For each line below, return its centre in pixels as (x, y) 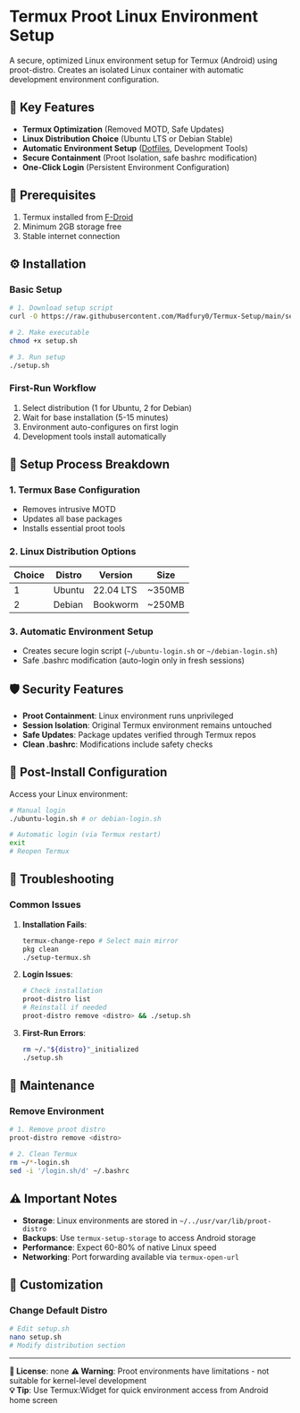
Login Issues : (47, 974)
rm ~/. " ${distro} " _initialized (80, 1049)
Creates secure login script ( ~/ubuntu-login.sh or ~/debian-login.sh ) (150, 651)
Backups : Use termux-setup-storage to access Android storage (139, 1237)
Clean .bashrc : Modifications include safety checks (117, 744)
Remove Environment (57, 1110)
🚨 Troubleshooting (62, 879)
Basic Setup (36, 289)
